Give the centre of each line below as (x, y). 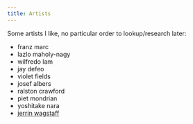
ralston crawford (41, 91)
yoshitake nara (39, 105)
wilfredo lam (35, 61)
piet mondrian (37, 98)
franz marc (33, 46)
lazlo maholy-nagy (44, 54)
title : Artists (29, 14)
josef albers (34, 83)
